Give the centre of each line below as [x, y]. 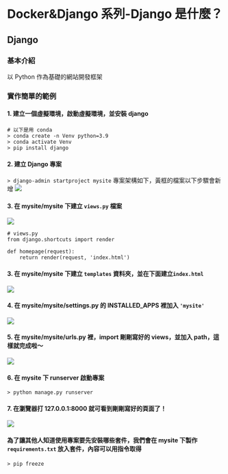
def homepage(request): [41, 252]
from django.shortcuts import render [61, 240]
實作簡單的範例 [32, 96]
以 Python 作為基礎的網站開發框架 [55, 77]
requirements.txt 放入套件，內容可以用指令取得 [74, 449]
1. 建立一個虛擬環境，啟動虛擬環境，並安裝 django [78, 114]
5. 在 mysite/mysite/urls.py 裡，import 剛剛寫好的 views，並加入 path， [110, 337]
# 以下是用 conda [30, 130]
